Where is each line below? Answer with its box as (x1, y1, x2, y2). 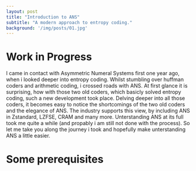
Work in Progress (6, 51, 92, 63)
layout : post (6, 8, 38, 15)
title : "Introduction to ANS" (6, 14, 80, 20)
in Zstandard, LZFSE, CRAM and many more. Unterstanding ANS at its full (6, 113, 184, 120)
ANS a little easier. (6, 132, 50, 139)
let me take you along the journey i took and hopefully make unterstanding (6, 126, 186, 133)
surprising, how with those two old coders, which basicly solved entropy (6, 89, 181, 96)
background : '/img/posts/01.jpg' (6, 25, 88, 31)
